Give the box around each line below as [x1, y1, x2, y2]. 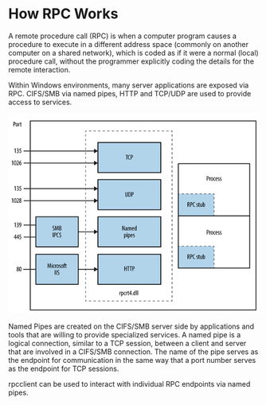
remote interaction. [8, 64, 71, 74]
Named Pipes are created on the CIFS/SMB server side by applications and [8, 321, 255, 331]
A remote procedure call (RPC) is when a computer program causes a [8, 31, 237, 41]
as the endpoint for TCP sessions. [8, 364, 119, 374]
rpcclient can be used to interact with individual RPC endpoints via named [8, 380, 251, 389]
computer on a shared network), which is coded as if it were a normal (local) [8, 48, 259, 57]
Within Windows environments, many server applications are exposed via [8, 80, 249, 90]
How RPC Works [8, 5, 119, 23]
